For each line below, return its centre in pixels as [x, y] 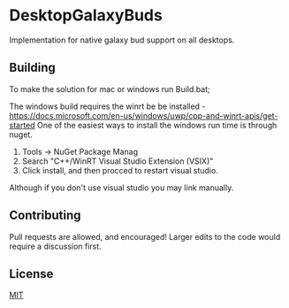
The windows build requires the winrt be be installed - [107, 106]
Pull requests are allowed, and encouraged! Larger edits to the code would [145, 236]
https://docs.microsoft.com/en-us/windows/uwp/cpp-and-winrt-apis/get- [144, 115]
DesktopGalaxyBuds [86, 15]
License [31, 274]
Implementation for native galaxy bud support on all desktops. [122, 40]
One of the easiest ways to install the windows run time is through [157, 125]
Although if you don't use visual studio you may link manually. [122, 188]
